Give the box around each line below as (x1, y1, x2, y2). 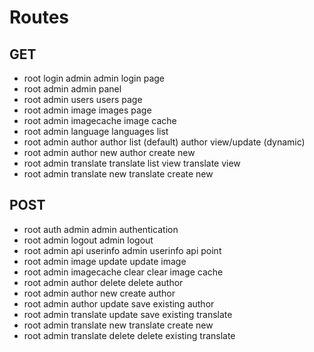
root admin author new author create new (23, 147, 196, 158)
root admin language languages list (23, 126, 169, 137)
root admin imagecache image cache (23, 115, 177, 126)
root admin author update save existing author (23, 297, 215, 310)
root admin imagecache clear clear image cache (23, 266, 224, 278)
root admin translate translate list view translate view (23, 157, 241, 169)
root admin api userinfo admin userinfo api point (23, 244, 222, 256)
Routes (9, 6, 69, 29)
